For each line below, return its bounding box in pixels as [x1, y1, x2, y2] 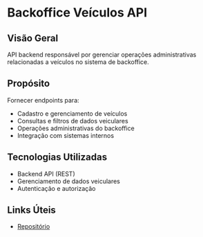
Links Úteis [7, 205, 57, 216]
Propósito [7, 78, 50, 90]
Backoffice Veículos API [7, 5, 148, 21]
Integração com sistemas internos [17, 131, 115, 139]
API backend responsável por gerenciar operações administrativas [7, 50, 197, 59]
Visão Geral [7, 32, 59, 44]
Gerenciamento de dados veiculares [17, 177, 121, 185]
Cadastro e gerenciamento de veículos [17, 109, 128, 118]
